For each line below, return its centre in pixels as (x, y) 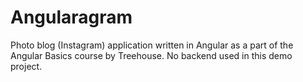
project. (26, 66)
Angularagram (71, 17)
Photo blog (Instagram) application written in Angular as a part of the (152, 45)
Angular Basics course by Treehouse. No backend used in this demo (151, 55)
